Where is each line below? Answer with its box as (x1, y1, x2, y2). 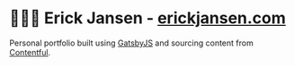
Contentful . (9, 46, 51, 57)
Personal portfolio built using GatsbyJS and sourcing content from (9, 37, 254, 48)
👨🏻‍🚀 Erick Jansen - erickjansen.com (9, 8, 286, 29)
